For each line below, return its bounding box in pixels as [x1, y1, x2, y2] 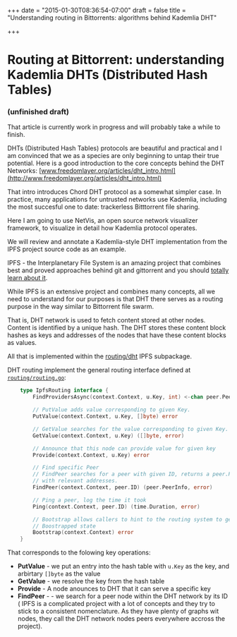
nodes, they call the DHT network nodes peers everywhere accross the [17, 614, 226, 623]
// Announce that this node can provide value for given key [32, 444, 217, 452]
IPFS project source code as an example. [7, 245, 127, 253]
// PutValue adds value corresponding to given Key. [32, 406, 191, 413]
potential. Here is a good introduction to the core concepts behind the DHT [7, 159, 225, 168]
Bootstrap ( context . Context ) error [32, 529, 134, 536]
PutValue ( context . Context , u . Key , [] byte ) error [32, 413, 178, 420]
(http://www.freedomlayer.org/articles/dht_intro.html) [7, 174, 162, 183]
